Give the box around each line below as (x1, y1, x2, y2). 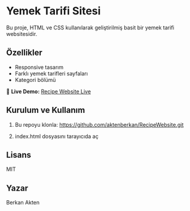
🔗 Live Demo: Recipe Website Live (6, 88, 91, 95)
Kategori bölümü (14, 76, 56, 83)
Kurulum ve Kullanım (6, 105, 85, 115)
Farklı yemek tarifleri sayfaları (14, 70, 88, 77)
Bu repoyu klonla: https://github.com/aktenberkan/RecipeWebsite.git (14, 121, 184, 128)
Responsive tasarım (14, 63, 64, 71)
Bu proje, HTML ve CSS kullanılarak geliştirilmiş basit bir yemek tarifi (6, 24, 174, 31)
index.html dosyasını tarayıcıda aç (14, 133, 99, 140)
